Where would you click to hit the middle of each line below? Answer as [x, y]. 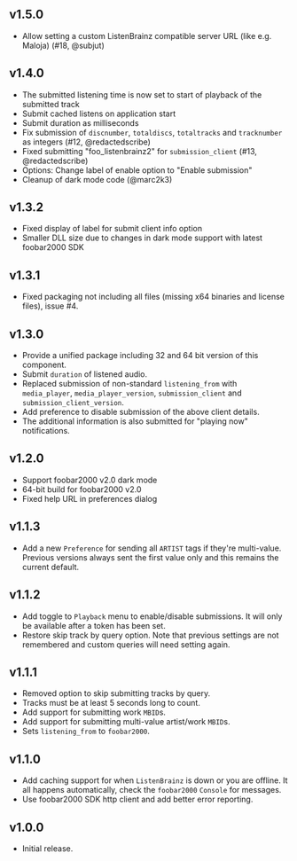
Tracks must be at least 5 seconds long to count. [111, 703]
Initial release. [47, 848]
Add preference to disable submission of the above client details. [141, 412]
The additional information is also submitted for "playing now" [135, 421]
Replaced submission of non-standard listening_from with [129, 384]
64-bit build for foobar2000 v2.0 [82, 489]
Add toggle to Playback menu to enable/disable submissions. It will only [152, 616]
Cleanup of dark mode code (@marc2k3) [97, 179]
